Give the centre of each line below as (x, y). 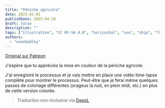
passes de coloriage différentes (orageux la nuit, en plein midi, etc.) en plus (82, 85)
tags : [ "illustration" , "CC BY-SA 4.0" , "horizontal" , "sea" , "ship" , (79, 33)
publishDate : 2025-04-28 (30, 19)
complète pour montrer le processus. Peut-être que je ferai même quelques (82, 80)
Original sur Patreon (25, 56)
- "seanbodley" (25, 42)
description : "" (22, 28)
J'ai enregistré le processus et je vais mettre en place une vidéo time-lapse (81, 75)
